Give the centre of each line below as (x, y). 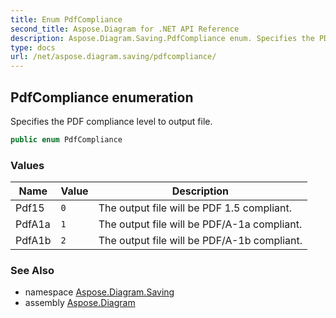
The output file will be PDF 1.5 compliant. (195, 208)
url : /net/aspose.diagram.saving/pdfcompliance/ (113, 57)
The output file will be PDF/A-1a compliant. (200, 224)
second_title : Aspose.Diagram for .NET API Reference (125, 29)
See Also (32, 271)
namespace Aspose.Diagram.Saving (99, 292)
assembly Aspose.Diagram (80, 303)
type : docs (33, 47)
